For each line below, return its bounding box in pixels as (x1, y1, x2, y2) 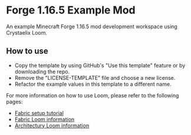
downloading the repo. (14, 68, 70, 75)
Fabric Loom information (14, 116, 75, 123)
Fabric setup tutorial (14, 109, 64, 116)
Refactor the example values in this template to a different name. (14, 80, 172, 87)
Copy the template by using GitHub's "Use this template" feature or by (14, 62, 186, 69)
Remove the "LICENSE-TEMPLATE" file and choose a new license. (14, 74, 176, 81)
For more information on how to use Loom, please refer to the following (6, 92, 179, 99)
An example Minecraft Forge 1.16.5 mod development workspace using (6, 23, 178, 30)
